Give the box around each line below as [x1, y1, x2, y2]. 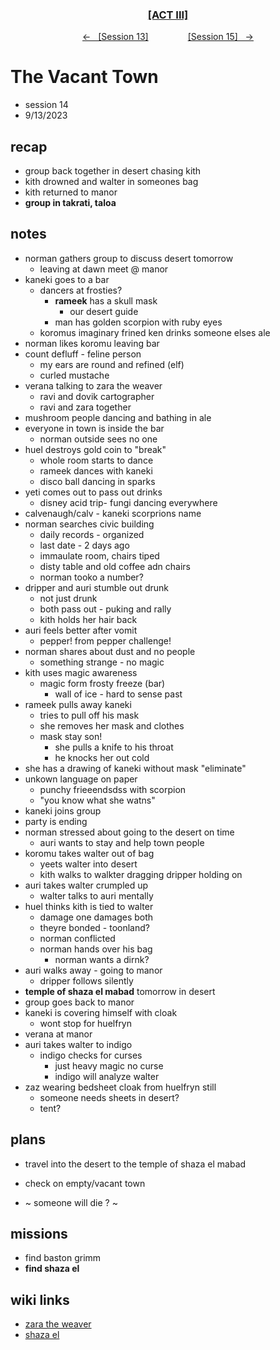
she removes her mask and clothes [39, 719, 185, 732]
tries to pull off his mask [39, 709, 140, 721]
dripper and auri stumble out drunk [24, 581, 170, 593]
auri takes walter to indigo [24, 1038, 133, 1050]
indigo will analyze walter [54, 1070, 160, 1082]
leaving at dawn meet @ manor [39, 263, 169, 275]
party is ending [24, 815, 88, 827]
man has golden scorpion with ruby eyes [54, 316, 223, 328]
